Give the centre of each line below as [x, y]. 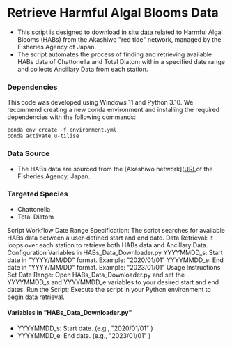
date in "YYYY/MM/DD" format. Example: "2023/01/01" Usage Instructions [114, 267]
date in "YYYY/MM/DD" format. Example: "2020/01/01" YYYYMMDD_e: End [116, 260]
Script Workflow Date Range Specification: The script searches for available [116, 230]
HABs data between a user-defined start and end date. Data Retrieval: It [110, 238]
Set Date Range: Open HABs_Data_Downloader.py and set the [96, 275]
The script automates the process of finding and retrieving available [115, 54]
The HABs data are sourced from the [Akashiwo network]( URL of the [115, 169]
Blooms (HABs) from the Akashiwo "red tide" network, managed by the [119, 39]
